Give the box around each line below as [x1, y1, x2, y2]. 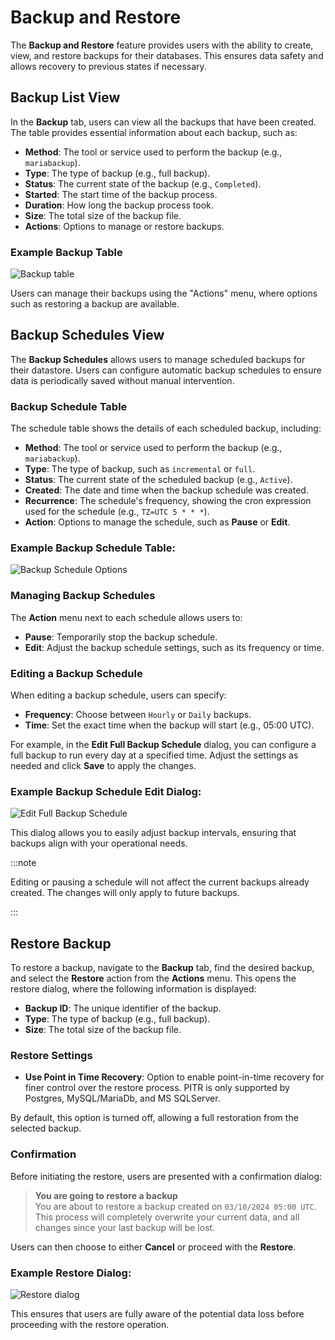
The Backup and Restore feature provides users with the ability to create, [10, 39, 314, 51]
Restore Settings [10, 1049, 93, 1063]
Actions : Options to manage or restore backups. [24, 220, 225, 232]
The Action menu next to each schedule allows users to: [10, 611, 243, 623]
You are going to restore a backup [34, 1189, 178, 1201]
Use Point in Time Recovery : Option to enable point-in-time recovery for [24, 1071, 325, 1083]
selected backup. [10, 1122, 82, 1135]
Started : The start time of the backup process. [24, 188, 218, 200]
